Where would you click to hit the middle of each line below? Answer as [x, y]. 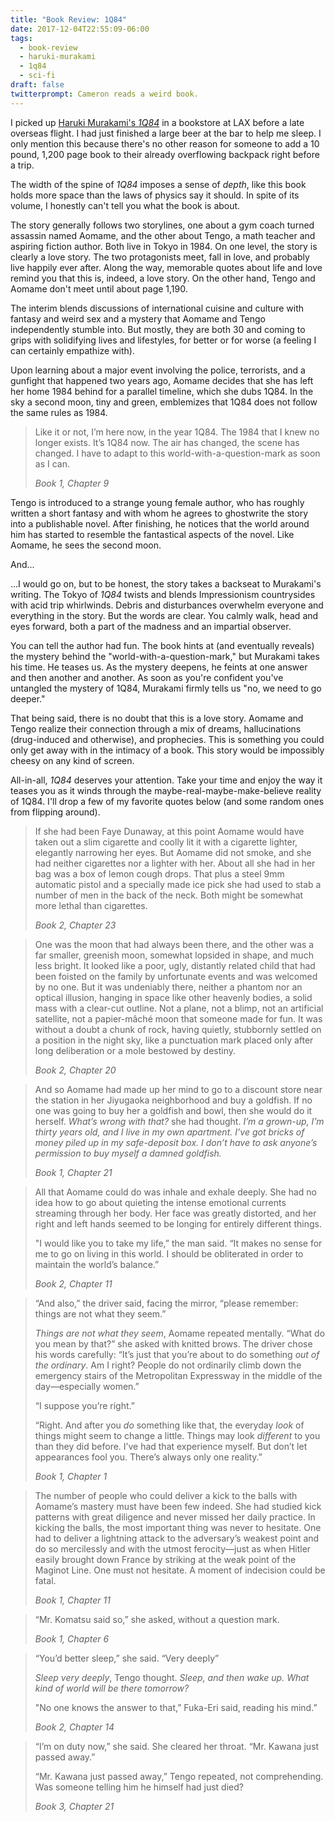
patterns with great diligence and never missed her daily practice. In [175, 1517]
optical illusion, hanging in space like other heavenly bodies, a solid [173, 997]
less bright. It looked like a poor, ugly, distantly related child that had [175, 965]
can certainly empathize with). [73, 350]
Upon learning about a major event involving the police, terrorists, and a [158, 370]
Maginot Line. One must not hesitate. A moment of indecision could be [180, 1570]
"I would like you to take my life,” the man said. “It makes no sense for [178, 1243]
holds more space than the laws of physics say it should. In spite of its [155, 195]
